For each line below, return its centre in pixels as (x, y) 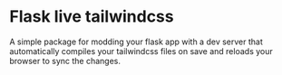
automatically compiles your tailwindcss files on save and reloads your (141, 51)
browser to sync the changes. (65, 61)
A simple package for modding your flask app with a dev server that (136, 42)
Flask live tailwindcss (92, 17)
